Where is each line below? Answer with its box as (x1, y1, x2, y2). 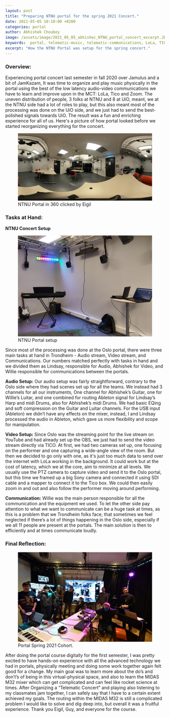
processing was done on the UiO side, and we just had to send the (5, 107, 144, 113)
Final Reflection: (5, 540, 47, 547)
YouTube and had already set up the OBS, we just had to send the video (5, 437, 155, 443)
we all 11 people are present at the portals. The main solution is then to (5, 522, 152, 528)
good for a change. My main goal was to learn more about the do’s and (5, 668, 153, 674)
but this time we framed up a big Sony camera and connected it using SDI (5, 475, 159, 481)
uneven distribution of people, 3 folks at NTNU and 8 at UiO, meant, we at (5, 96, 159, 103)
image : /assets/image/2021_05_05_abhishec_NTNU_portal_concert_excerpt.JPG (5, 35, 168, 40)
